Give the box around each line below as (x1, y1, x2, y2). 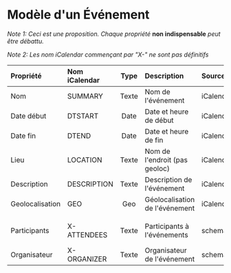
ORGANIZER (67, 254, 107, 263)
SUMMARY (67, 91, 103, 101)
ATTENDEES (67, 230, 108, 239)
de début (144, 115, 174, 125)
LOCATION (67, 155, 102, 165)
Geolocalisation (10, 199, 60, 208)
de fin (144, 135, 164, 145)
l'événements (144, 230, 188, 239)
